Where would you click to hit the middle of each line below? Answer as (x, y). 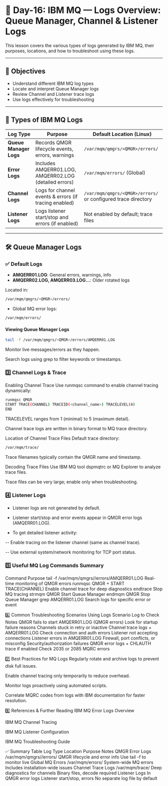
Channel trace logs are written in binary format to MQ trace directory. (76, 428)
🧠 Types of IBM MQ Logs (44, 120)
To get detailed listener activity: (45, 533)
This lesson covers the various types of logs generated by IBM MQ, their (80, 45)
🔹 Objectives (25, 72)
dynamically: (18, 390)
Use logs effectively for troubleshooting (53, 99)
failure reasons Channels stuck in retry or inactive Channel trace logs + (78, 627)
